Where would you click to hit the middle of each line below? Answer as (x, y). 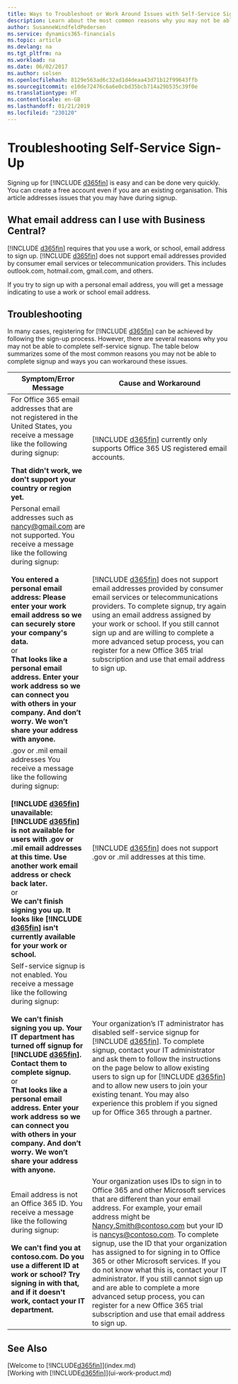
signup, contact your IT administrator (153, 1050)
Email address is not (44, 1195)
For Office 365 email (45, 400)
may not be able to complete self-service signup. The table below (103, 346)
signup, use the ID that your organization (159, 1244)
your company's (39, 633)
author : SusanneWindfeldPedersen (57, 27)
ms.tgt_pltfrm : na (34, 54)
